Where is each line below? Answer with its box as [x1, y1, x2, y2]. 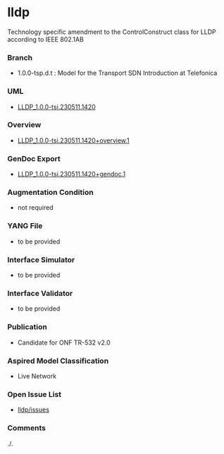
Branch [7, 52, 33, 62]
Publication [7, 322, 47, 332]
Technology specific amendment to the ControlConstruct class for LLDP [7, 28, 216, 36]
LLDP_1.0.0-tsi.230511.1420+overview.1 [17, 136, 130, 145]
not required [17, 203, 54, 212]
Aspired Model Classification [7, 356, 109, 366]
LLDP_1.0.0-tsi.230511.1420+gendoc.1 [17, 170, 126, 179]
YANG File [7, 221, 43, 231]
